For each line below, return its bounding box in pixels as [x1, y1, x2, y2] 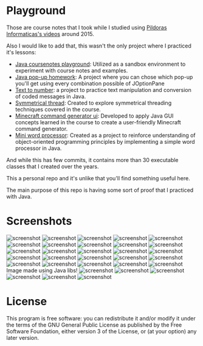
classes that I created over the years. [6, 163, 99, 170]
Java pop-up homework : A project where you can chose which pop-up [15, 73, 193, 80]
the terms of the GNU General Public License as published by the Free [6, 321, 182, 328]
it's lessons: [6, 48, 36, 55]
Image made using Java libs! [6, 266, 78, 274]
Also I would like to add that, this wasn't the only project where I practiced [6, 42, 191, 49]
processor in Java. [15, 144, 62, 152]
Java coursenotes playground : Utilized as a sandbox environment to [15, 60, 186, 68]
